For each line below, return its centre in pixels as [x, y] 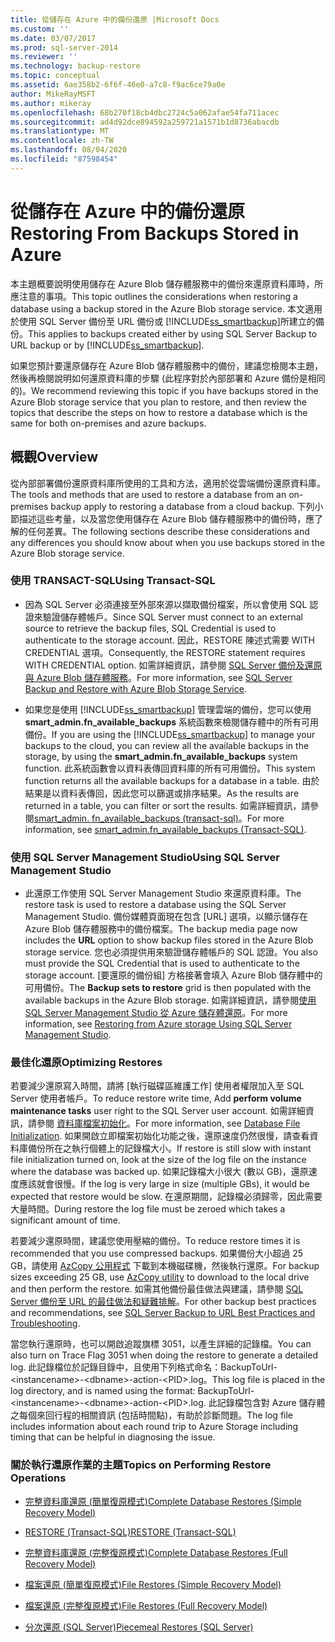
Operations [38, 1478]
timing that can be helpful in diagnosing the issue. [113, 1437]
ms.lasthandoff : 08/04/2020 [69, 150]
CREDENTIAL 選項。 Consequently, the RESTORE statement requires [165, 652]
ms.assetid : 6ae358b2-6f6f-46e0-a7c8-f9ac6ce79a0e [118, 85]
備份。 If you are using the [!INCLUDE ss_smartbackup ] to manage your [170, 734]
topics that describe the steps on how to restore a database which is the [159, 412]
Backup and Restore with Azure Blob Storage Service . [135, 688]
